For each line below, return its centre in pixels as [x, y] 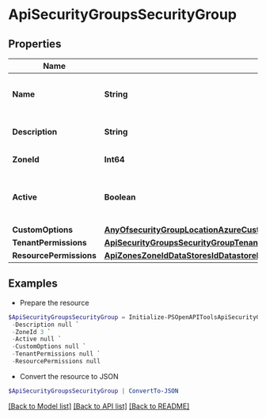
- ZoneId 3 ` [31, 332]
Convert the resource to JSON [69, 376]
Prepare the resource [54, 302]
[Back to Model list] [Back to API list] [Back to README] [99, 406]
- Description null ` [46, 325]
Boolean [120, 197]
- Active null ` [36, 339]
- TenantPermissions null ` [56, 354]
